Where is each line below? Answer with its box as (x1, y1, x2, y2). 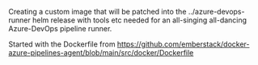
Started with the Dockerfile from (8, 39, 116, 49)
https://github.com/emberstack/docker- (116, 39, 250, 49)
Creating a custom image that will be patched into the (8, 7, 187, 16)
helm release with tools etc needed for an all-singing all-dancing (32, 15, 247, 25)
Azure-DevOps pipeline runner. (8, 24, 112, 33)
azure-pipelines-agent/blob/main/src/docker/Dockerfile (8, 48, 194, 57)
